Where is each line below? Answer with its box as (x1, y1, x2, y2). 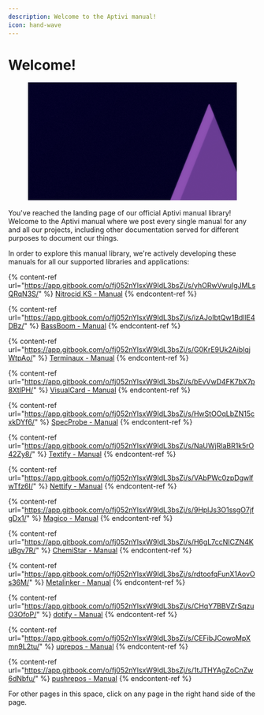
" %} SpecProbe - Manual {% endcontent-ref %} (34, 417, 193, 426)
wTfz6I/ (8, 481, 34, 491)
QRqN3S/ (8, 289, 39, 298)
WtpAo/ (8, 353, 33, 362)
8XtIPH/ (8, 385, 34, 395)
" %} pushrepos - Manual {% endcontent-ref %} (35, 673, 192, 683)
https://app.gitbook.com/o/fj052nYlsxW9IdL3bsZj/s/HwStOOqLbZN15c (24, 409, 255, 418)
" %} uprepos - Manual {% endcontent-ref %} (39, 642, 189, 651)
